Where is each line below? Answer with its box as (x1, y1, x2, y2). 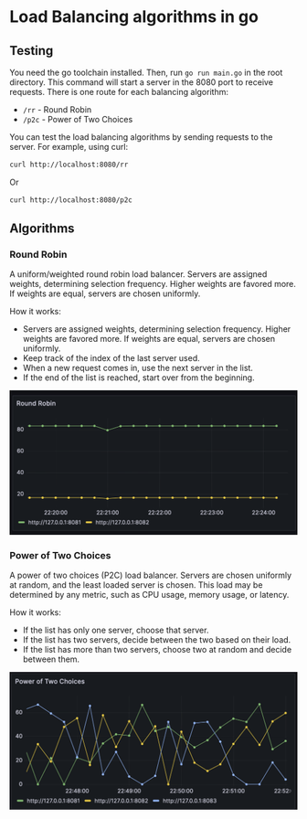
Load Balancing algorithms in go (9, 6, 259, 27)
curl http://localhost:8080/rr (9, 160, 129, 169)
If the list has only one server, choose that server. (22, 624, 209, 636)
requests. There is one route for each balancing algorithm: (9, 87, 228, 97)
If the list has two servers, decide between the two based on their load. (22, 634, 291, 645)
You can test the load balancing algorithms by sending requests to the (9, 132, 273, 143)
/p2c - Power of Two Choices (22, 114, 133, 124)
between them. (22, 654, 80, 665)
